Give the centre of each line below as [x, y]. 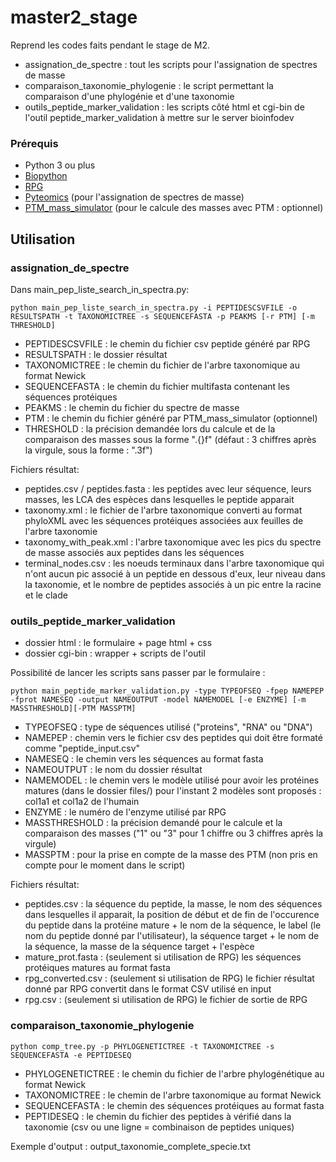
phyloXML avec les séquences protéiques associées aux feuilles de [164, 520]
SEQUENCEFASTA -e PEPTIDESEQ [71, 1055]
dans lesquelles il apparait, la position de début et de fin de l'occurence [172, 915]
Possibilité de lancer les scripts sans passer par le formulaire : [138, 673]
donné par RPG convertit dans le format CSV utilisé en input [148, 989]
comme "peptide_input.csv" [82, 748]
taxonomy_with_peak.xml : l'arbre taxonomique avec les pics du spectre [173, 542]
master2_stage [74, 17]
